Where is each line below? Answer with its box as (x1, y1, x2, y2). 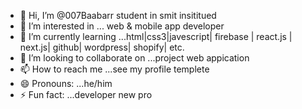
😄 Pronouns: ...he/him (19, 78, 113, 89)
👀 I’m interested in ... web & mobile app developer (19, 20, 225, 32)
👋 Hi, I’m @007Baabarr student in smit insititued (19, 10, 217, 21)
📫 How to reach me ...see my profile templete (19, 63, 210, 75)
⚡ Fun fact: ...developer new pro (19, 89, 153, 100)
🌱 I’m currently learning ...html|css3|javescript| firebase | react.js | (19, 31, 293, 42)
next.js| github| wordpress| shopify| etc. (19, 41, 185, 53)
